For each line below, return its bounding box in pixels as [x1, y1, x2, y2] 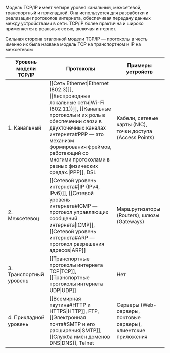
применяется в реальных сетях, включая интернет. [5, 26, 117, 32]
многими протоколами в [49, 156, 110, 163]
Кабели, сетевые [116, 115, 158, 121]
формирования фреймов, [49, 143, 112, 150]
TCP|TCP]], [49, 268, 77, 275]
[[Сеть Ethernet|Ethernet [49, 80, 109, 87]
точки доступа [116, 127, 153, 134]
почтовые [116, 314, 141, 321]
